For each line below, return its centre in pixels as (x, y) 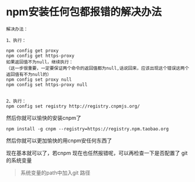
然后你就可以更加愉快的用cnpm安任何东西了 (59, 140)
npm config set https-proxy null (47, 85)
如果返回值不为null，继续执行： (40, 62)
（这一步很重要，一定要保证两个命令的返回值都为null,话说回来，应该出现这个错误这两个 (97, 68)
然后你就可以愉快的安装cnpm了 (44, 118)
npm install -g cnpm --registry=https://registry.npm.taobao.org (87, 129)
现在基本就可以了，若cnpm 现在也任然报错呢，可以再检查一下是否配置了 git (97, 153)
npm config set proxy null (39, 80)
